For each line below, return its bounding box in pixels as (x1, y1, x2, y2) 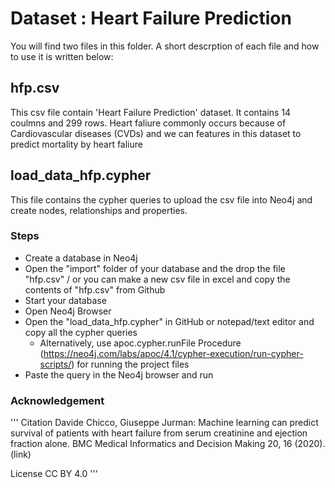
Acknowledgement (10, 393, 105, 407)
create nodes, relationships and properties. (10, 204, 188, 216)
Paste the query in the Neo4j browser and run (24, 368, 214, 381)
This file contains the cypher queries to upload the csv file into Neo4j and (10, 193, 313, 206)
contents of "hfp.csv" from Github (24, 283, 166, 296)
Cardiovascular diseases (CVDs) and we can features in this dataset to (10, 127, 302, 139)
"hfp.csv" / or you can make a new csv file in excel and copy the (24, 273, 291, 285)
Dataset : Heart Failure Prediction (10, 7, 292, 30)
